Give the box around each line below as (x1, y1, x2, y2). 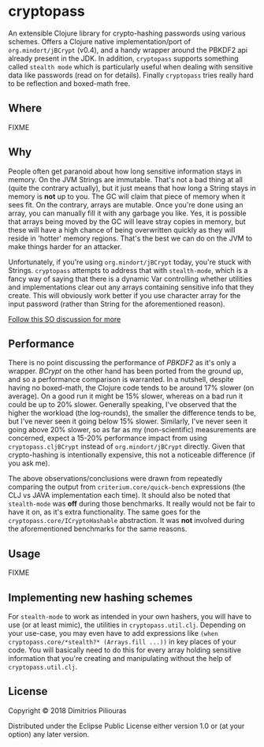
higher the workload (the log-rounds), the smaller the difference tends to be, (8, 409, 256, 418)
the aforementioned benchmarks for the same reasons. (8, 524, 188, 534)
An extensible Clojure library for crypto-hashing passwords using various (8, 28, 246, 38)
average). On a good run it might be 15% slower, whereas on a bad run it (8, 391, 244, 401)
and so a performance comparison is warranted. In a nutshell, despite (8, 375, 234, 384)
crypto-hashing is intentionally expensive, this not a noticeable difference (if (8, 450, 255, 460)
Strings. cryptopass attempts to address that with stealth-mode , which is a (8, 265, 248, 275)
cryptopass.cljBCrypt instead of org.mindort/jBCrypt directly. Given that (8, 442, 246, 451)
